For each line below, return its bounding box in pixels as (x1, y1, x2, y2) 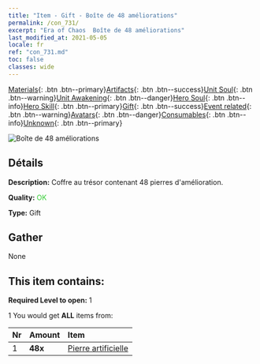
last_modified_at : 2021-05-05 (8, 33, 108, 42)
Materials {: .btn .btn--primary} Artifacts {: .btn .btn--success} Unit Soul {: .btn (8, 84, 254, 94)
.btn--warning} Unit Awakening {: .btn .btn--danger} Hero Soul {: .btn (8, 92, 225, 103)
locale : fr (8, 41, 44, 49)
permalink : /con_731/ (8, 19, 80, 27)
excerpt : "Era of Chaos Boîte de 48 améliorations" (8, 26, 185, 34)
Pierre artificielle (67, 343, 128, 354)
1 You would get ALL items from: (8, 311, 113, 321)
